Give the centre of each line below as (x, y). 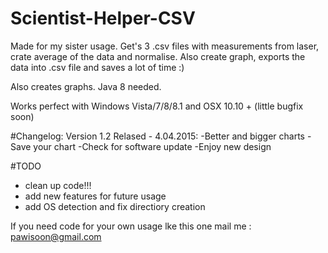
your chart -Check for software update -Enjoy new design (152, 146)
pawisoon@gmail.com (56, 236)
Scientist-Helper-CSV (103, 18)
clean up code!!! (58, 185)
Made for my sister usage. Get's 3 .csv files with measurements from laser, (165, 46)
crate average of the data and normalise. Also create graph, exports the (158, 56)
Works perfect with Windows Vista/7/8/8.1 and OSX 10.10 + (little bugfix (157, 106)
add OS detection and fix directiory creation (115, 206)
